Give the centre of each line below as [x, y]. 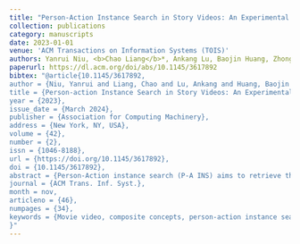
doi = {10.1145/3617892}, [57, 167]
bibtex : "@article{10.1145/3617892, [77, 76]
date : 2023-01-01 [42, 42]
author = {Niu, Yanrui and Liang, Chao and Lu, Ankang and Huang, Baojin [150, 84]
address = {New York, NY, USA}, [69, 126]
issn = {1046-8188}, [48, 150]
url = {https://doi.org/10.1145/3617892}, [89, 159]
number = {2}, [36, 142]
